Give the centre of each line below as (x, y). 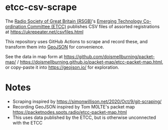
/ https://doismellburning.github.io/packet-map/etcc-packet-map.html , (90, 62)
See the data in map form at (34, 56)
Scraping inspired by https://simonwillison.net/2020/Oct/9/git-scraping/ (87, 101)
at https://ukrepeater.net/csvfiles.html (45, 32)
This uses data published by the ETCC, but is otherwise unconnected (84, 117)
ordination (16, 26)
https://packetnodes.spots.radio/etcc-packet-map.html (70, 112)
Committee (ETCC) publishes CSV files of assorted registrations (94, 26)
